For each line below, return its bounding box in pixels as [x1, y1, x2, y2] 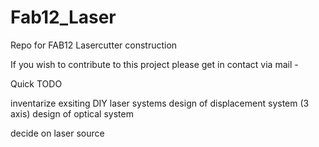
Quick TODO [10, 77, 63, 90]
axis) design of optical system [10, 107, 134, 120]
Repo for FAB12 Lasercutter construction [10, 39, 178, 51]
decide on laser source [10, 127, 105, 139]
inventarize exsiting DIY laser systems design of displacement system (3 [10, 97, 310, 109]
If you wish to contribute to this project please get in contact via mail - [10, 58, 299, 70]
